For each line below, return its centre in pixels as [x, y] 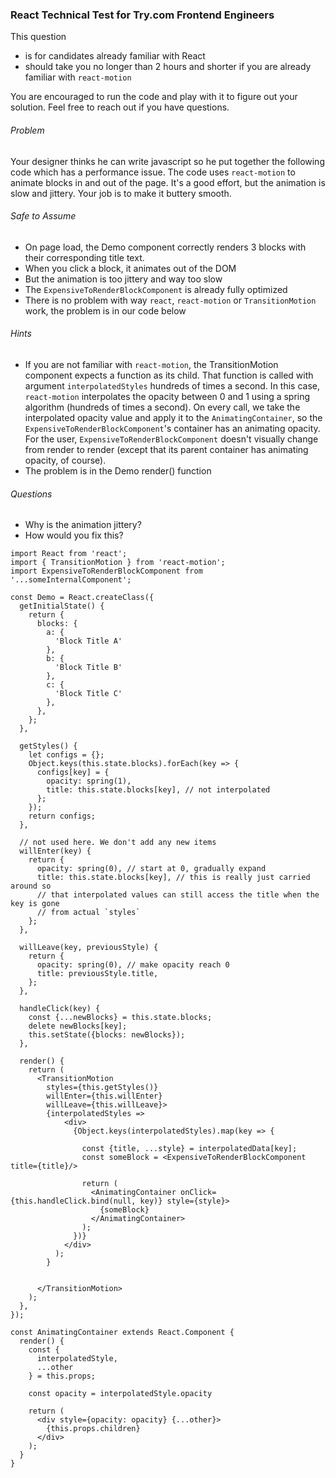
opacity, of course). [65, 460]
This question [38, 37]
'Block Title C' [88, 694]
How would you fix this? [74, 535]
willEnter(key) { [55, 851]
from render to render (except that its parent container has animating [166, 449]
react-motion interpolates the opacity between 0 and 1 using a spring [167, 396]
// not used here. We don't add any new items [118, 843]
